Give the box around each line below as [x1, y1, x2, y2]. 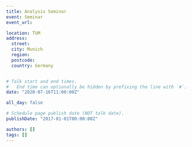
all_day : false [6, 100, 43, 106]
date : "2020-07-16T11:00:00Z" [6, 89, 80, 95]
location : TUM [6, 30, 41, 36]
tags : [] [6, 132, 28, 138]
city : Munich [11, 46, 43, 53]
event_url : [6, 19, 33, 25]
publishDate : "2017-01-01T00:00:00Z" [6, 116, 98, 122]
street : [11, 41, 30, 47]
